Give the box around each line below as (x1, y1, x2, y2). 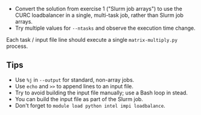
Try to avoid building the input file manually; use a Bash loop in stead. (14, 89, 188, 96)
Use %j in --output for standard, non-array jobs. (14, 76, 135, 84)
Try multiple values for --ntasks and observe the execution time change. (14, 24, 196, 31)
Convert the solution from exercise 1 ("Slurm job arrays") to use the (14, 5, 182, 12)
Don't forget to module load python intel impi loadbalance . (14, 102, 166, 109)
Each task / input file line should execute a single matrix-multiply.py (6, 36, 178, 43)
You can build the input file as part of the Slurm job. (14, 95, 144, 102)
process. (6, 42, 28, 50)
